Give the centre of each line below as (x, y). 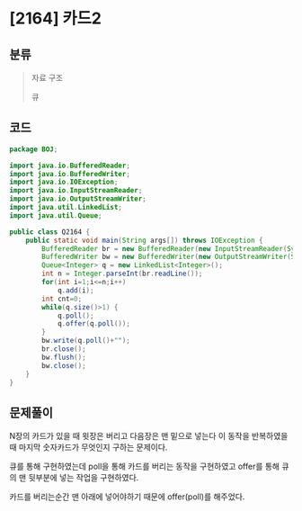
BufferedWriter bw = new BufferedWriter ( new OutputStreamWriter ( (167, 257)
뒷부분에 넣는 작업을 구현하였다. (84, 478)
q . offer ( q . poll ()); (93, 324)
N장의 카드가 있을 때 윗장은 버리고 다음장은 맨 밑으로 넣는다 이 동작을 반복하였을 (149, 436)
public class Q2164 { (50, 232)
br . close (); (64, 349)
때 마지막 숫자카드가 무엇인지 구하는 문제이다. (89, 447)
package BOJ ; (34, 149)
